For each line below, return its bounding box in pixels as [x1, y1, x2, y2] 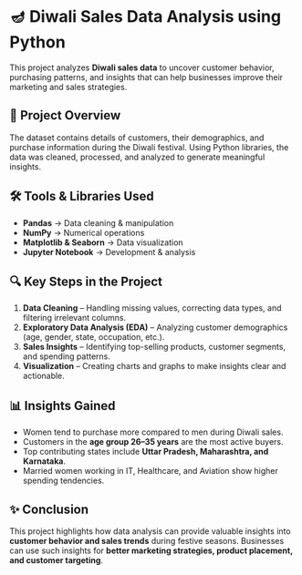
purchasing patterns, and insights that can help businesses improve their [9, 71, 284, 82]
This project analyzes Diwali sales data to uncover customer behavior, [9, 62, 276, 73]
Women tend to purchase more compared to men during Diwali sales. [22, 426, 284, 437]
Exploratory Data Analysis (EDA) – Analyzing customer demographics [22, 322, 288, 333]
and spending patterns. [22, 351, 111, 362]
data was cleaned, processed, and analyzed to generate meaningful [9, 151, 266, 162]
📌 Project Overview [9, 108, 121, 123]
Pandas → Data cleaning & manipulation [22, 217, 174, 228]
